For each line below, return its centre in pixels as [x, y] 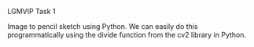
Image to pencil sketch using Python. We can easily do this [103, 26]
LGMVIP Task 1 [31, 11]
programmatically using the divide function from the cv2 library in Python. [127, 35]
